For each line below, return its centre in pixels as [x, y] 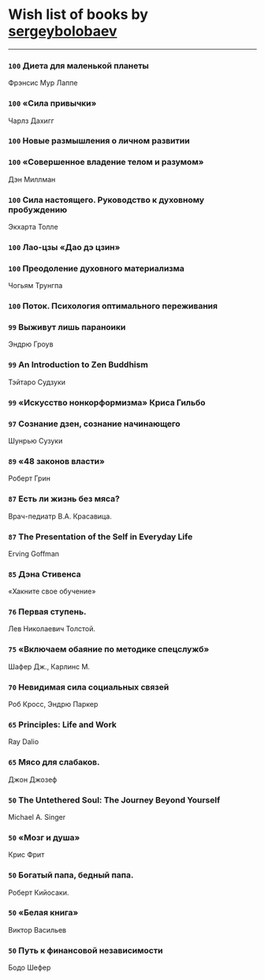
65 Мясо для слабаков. [54, 762]
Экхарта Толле [33, 227]
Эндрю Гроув [31, 344]
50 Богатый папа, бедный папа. [71, 875]
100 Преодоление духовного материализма [97, 268]
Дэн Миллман [32, 179]
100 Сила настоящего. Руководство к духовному [106, 200]
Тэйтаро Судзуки [37, 382]
